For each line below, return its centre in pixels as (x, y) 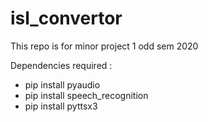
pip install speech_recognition (86, 95)
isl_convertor (66, 18)
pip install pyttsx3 (61, 106)
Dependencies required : (61, 65)
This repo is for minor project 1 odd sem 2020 (104, 46)
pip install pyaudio (62, 84)
